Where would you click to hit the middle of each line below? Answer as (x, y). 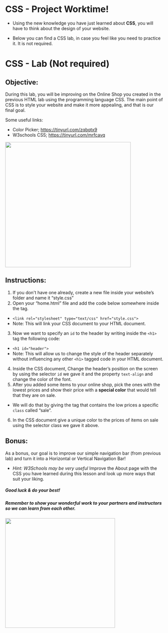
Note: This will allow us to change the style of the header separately (83, 353)
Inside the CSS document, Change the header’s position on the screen (85, 368)
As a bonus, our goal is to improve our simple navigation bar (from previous (83, 453)
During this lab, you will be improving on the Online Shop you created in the (83, 94)
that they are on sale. (34, 395)
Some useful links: (24, 120)
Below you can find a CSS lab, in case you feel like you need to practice (87, 38)
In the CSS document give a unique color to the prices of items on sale (86, 420)
